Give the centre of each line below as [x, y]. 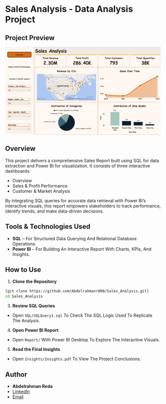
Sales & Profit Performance [40, 185]
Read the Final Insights [36, 349]
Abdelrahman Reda [32, 386]
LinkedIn [21, 391]
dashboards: [18, 171]
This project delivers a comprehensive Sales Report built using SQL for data [82, 160]
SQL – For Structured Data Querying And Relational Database [74, 238]
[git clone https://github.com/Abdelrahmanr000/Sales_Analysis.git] [77, 291]
